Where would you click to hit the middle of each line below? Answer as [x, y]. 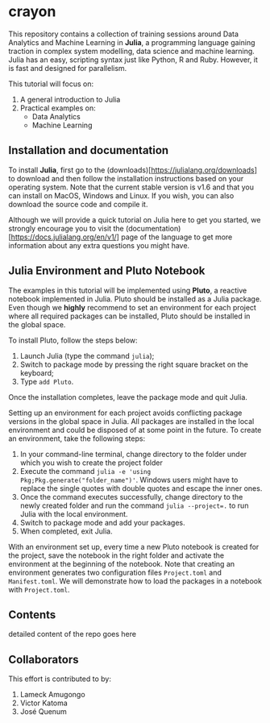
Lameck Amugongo [53, 695]
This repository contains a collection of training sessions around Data [124, 34]
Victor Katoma [44, 703]
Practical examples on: [58, 108]
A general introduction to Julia [70, 99]
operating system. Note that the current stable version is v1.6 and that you [131, 187]
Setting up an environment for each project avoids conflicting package [125, 413]
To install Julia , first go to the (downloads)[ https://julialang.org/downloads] [133, 170]
